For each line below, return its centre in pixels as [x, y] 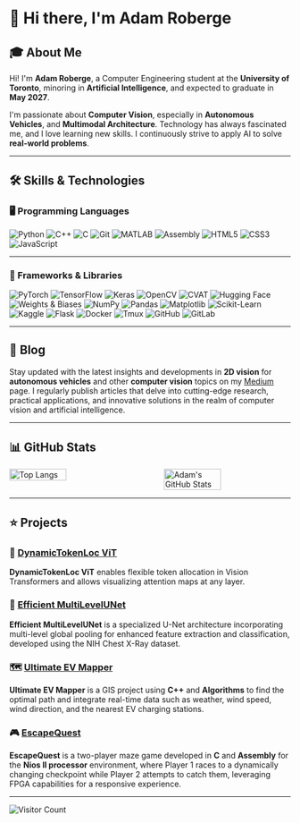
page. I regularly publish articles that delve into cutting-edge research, [139, 390]
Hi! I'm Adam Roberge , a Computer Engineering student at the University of [150, 78]
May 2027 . [29, 97]
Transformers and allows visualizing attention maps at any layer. [127, 581]
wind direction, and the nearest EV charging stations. [107, 708]
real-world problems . [49, 143]
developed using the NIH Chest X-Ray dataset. [95, 643]
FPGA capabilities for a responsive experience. [95, 784]
